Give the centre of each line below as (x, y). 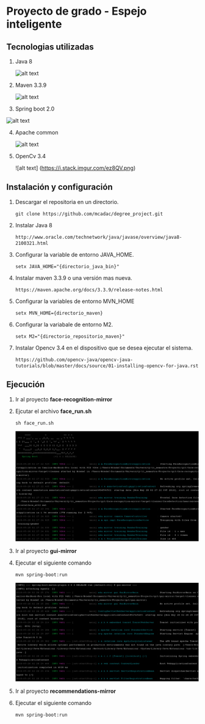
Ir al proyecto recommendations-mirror (65, 691)
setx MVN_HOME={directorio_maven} (59, 313)
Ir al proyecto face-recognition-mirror (64, 399)
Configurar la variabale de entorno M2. (64, 324)
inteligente (34, 24)
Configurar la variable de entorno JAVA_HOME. (74, 254)
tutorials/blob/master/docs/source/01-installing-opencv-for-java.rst (107, 366)
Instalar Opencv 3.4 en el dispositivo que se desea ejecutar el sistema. (104, 348)
